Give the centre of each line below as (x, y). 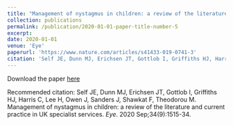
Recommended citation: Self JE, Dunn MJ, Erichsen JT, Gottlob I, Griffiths (112, 92)
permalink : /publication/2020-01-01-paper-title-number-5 (93, 26)
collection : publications (44, 20)
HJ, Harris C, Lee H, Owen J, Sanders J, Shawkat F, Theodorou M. (102, 99)
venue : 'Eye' (26, 46)
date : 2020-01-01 (32, 40)
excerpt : (20, 33)
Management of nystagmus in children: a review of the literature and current (116, 107)
